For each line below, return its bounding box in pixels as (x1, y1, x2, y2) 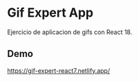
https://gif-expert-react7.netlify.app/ (7, 66, 111, 74)
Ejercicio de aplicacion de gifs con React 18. (7, 28, 133, 36)
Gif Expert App (7, 5, 93, 21)
